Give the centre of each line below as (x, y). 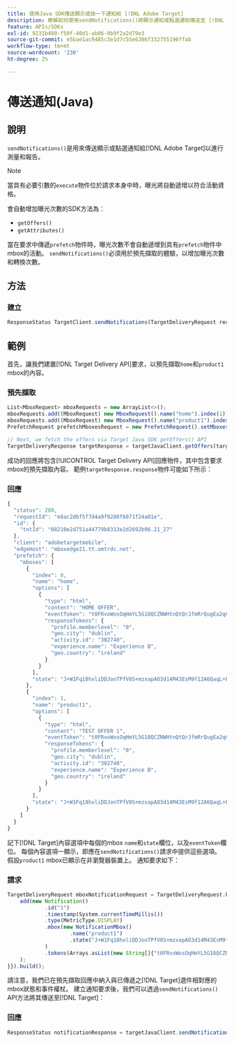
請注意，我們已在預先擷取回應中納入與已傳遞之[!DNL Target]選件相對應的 (112, 980)
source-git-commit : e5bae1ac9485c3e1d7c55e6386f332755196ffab (99, 40)
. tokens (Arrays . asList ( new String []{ (99, 953)
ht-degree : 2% (28, 59)
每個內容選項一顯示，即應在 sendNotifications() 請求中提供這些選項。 (120, 851)
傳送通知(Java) (50, 102)
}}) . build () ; (26, 966)
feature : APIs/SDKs (36, 27)
